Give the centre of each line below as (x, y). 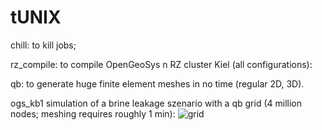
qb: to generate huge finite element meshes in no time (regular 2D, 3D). (157, 83)
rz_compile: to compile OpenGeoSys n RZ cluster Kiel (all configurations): (161, 64)
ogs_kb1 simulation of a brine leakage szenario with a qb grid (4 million (156, 103)
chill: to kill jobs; (43, 45)
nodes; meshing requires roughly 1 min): (93, 113)
